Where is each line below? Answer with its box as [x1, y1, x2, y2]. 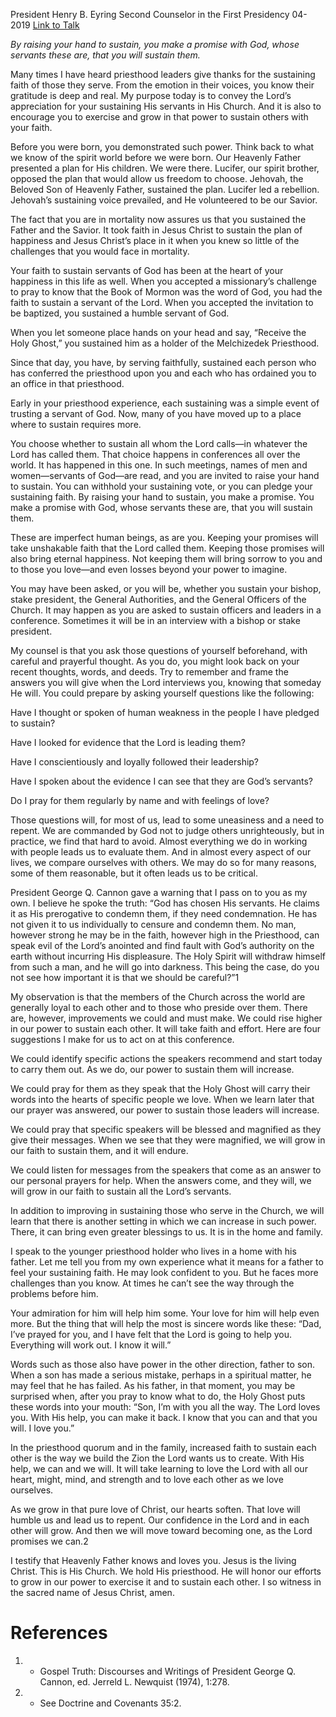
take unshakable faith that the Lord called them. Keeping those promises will [10, 542, 325, 554]
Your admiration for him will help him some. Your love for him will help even [10, 1307, 320, 1319]
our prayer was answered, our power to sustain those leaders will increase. [10, 1104, 320, 1116]
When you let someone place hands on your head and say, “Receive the [10, 327, 307, 338]
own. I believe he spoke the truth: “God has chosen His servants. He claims [10, 897, 320, 909]
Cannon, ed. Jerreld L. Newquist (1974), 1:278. [39, 1675, 230, 1688]
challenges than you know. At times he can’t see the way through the [10, 1277, 295, 1289]
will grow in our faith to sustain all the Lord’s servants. [10, 1185, 232, 1197]
